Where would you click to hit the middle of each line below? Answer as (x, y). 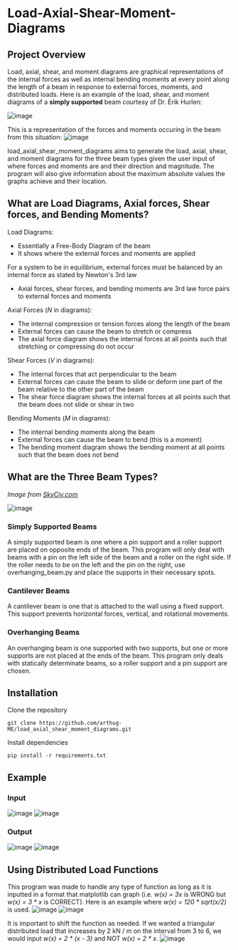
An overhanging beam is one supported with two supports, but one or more (118, 648)
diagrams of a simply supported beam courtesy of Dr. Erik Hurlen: (105, 102)
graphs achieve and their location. (57, 181)
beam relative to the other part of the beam (81, 389)
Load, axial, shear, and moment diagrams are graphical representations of (115, 72)
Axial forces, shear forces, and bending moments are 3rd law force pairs (124, 288)
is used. (19, 909)
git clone (22, 723)
